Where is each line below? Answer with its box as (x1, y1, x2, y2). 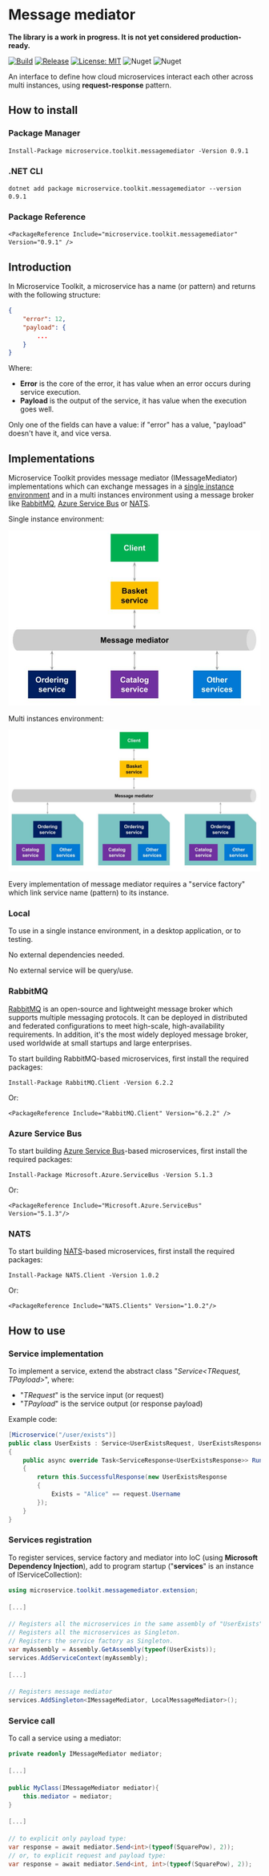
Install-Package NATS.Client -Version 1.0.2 (8, 1272, 159, 1280)
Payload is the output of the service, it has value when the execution (19, 396, 247, 406)
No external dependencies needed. (8, 950, 125, 960)
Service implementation (8, 1348, 104, 1359)
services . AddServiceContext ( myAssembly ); (8, 1654, 149, 1662)
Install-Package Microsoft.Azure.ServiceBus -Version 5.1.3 (8, 1171, 214, 1179)
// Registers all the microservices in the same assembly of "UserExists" (8, 1620, 263, 1628)
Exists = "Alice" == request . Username (50, 1490, 181, 1498)
